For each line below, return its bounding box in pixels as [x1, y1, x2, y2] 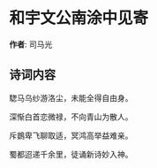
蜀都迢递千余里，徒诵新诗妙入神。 [9, 149, 133, 159]
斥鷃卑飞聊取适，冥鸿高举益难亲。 [9, 130, 133, 141]
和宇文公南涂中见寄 [9, 8, 149, 28]
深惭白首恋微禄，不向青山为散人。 [9, 111, 133, 122]
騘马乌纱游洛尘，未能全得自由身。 [9, 92, 133, 103]
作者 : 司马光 [9, 39, 53, 50]
